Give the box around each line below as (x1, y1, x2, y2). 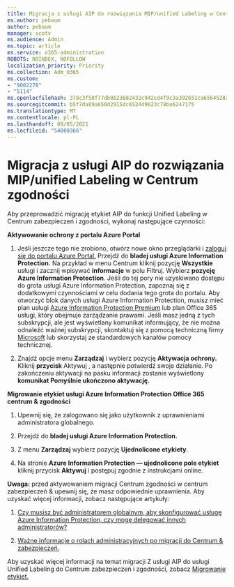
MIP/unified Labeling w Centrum (7, 172, 198, 188)
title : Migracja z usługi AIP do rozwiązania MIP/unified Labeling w (7, 10, 214, 17)
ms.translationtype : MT (7, 107, 77, 114)
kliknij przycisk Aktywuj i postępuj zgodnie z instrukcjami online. (17, 466, 203, 475)
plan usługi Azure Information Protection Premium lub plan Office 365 (17, 304, 217, 312)
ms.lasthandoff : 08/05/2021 (7, 120, 89, 128)
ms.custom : (7, 75, 39, 82)
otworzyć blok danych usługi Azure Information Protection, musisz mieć (17, 296, 224, 304)
